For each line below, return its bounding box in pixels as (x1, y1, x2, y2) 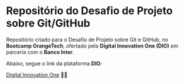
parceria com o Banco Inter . (6, 48, 74, 55)
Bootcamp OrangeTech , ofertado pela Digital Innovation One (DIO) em (6, 42, 179, 49)
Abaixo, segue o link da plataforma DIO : (6, 60, 103, 67)
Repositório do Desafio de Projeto (6, 4, 173, 18)
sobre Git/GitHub (6, 16, 91, 30)
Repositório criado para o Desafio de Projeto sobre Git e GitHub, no (6, 36, 169, 43)
